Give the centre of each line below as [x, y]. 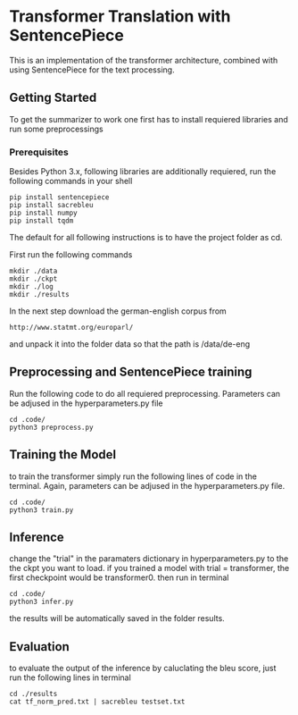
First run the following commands [71, 255]
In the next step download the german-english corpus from [118, 311]
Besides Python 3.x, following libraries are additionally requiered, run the [143, 172]
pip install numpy [43, 213]
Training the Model [63, 454]
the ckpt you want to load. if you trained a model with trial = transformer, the [149, 568]
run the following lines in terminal [70, 677]
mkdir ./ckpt [33, 279]
